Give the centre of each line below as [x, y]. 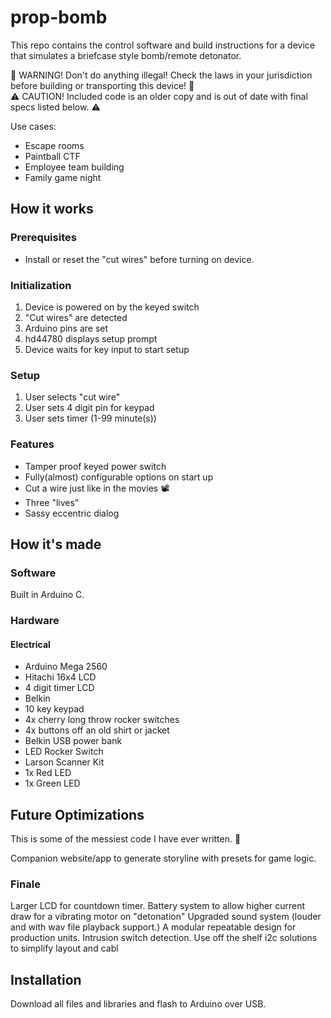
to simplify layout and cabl [64, 948]
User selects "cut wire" [72, 397]
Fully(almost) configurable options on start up [119, 477]
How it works [52, 209]
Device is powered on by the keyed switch [112, 307]
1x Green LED [52, 783]
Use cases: [33, 126]
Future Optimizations [77, 814]
